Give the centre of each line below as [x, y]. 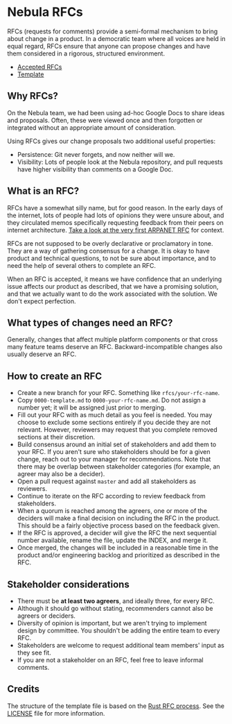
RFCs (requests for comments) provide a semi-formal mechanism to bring [113, 31]
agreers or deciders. [46, 616]
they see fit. [34, 653]
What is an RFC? [43, 191]
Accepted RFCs [39, 67]
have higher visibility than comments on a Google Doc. [95, 169]
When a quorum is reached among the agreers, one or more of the [112, 511]
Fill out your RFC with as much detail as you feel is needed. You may [115, 415]
